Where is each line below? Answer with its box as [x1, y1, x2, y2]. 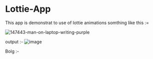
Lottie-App [5, 3, 51, 15]
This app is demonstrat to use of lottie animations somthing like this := [5, 20, 150, 26]
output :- [5, 38, 23, 45]
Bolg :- [5, 48, 19, 54]
